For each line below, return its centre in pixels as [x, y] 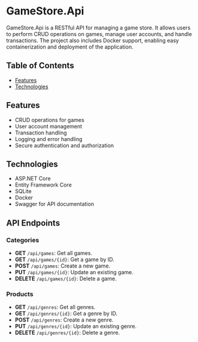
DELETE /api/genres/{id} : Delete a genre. [67, 333]
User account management [48, 126]
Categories [23, 240]
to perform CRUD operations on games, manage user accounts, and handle [99, 34]
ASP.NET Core [33, 179]
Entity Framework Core [43, 185]
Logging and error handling [48, 139]
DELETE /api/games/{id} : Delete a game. [66, 279]
